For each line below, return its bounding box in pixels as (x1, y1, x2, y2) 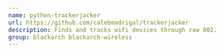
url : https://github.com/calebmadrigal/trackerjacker (8, 19, 190, 26)
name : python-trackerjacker (8, 11, 101, 19)
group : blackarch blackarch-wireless (8, 33, 133, 41)
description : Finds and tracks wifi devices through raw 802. (8, 26, 217, 34)
